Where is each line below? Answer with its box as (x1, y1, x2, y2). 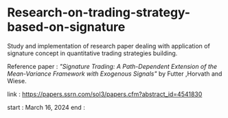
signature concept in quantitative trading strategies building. (7, 49, 178, 57)
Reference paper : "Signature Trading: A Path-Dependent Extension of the (7, 62, 218, 70)
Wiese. (7, 76, 27, 85)
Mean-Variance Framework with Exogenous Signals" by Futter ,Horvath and (7, 70, 223, 78)
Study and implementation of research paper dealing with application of (7, 42, 211, 50)
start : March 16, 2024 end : (7, 103, 86, 111)
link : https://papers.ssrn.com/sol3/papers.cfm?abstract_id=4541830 (7, 90, 203, 98)
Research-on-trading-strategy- (7, 5, 191, 20)
